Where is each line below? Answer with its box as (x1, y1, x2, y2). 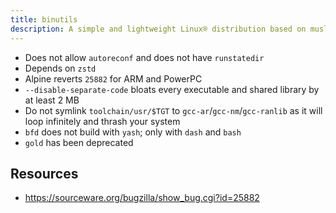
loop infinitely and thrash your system (24, 115, 181, 127)
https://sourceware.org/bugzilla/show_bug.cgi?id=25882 (24, 192, 260, 204)
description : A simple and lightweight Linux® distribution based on (10, 24, 307, 34)
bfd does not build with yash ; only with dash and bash (24, 126, 242, 138)
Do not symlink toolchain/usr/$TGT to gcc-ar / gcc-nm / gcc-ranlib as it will (24, 104, 323, 116)
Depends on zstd (24, 62, 97, 74)
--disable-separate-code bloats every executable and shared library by (24, 83, 320, 95)
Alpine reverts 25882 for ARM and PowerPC (24, 72, 203, 85)
